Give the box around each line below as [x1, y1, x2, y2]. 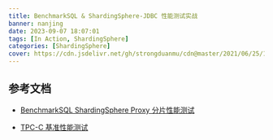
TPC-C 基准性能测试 [19, 122, 89, 132]
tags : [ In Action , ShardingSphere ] [8, 34, 129, 43]
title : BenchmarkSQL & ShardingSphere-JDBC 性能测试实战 [8, 11, 198, 20]
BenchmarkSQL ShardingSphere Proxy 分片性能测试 [19, 105, 195, 115]
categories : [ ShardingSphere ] [8, 42, 111, 50]
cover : [8, 50, 31, 58]
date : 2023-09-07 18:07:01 [8, 27, 100, 35]
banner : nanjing [8, 20, 63, 28]
